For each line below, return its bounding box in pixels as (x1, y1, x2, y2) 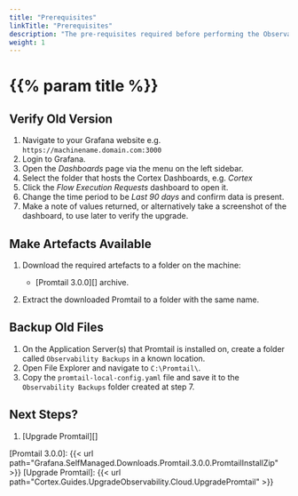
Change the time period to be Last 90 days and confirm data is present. (21, 192, 285, 203)
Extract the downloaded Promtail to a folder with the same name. (21, 294, 260, 305)
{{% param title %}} (9, 76, 159, 96)
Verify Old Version (9, 111, 114, 126)
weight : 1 (9, 37, 46, 47)
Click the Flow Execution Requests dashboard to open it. (21, 182, 229, 193)
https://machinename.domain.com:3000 (21, 146, 162, 156)
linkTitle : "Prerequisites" (9, 21, 114, 30)
